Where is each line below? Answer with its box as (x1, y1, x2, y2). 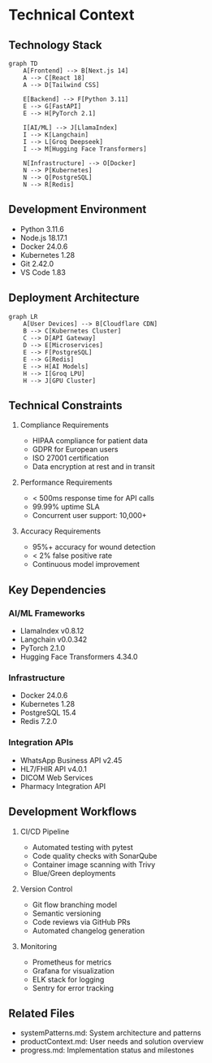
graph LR (8, 312, 38, 320)
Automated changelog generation (32, 926, 145, 935)
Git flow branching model (32, 900, 118, 909)
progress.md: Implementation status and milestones (19, 1045, 195, 1055)
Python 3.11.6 (19, 224, 65, 233)
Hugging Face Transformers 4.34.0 (19, 652, 138, 662)
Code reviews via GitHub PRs (32, 917, 131, 926)
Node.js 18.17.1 (19, 233, 67, 242)
